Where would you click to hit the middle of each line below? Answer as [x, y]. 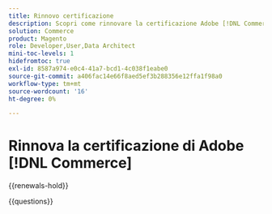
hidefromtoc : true [39, 62]
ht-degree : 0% [32, 99]
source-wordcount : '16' [49, 91]
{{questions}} [31, 201]
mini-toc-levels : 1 [41, 53]
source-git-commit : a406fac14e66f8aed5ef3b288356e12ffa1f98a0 [115, 76]
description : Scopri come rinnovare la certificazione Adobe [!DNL [125, 24]
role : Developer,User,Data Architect [72, 46]
